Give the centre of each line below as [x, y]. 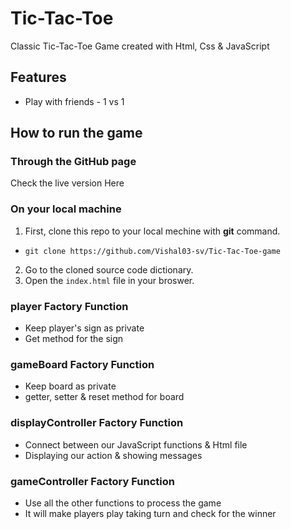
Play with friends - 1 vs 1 [74, 101]
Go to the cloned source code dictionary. [109, 269]
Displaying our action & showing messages [113, 455]
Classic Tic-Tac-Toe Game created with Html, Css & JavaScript [140, 46]
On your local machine [66, 209]
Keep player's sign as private [84, 328]
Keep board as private [70, 386]
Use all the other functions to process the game [123, 503]
